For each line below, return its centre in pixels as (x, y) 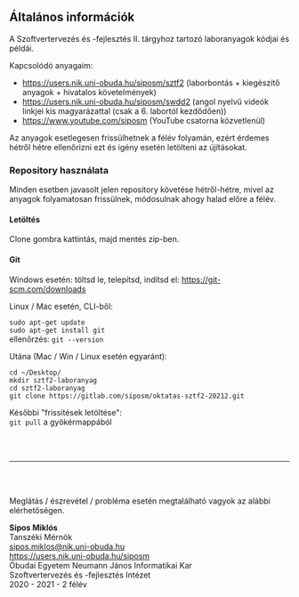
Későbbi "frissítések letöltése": (66, 412)
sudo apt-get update (48, 322)
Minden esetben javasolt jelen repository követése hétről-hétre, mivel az (141, 190)
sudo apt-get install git (57, 330)
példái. (21, 48)
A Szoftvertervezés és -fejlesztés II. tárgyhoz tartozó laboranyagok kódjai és (149, 38)
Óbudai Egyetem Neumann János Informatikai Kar (101, 565)
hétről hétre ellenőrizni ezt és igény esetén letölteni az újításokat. (128, 147)
